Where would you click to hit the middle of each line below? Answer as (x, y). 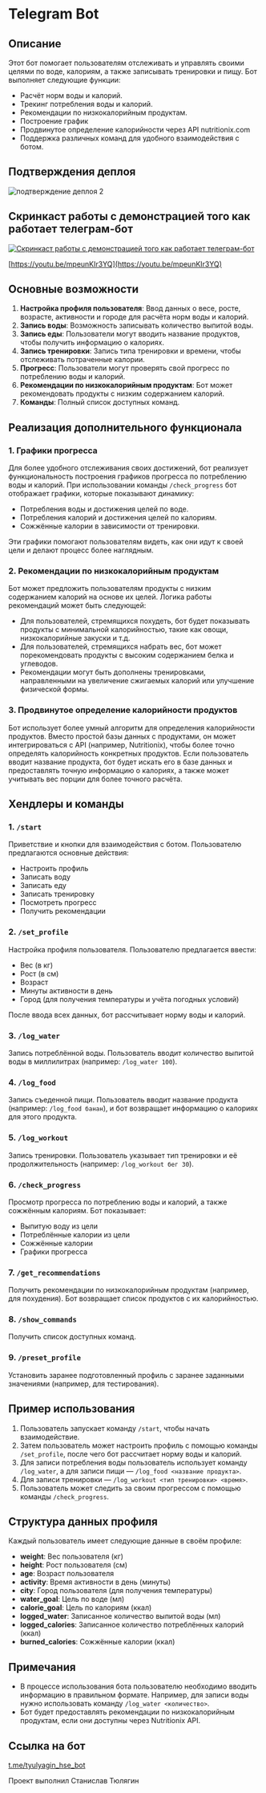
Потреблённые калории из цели (75, 1234)
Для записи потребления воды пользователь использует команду (133, 1462)
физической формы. (54, 689)
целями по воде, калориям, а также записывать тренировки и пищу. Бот (133, 71)
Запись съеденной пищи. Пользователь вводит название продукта (123, 1100)
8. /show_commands (43, 1319)
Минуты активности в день (66, 990)
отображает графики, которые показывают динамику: (101, 494)
